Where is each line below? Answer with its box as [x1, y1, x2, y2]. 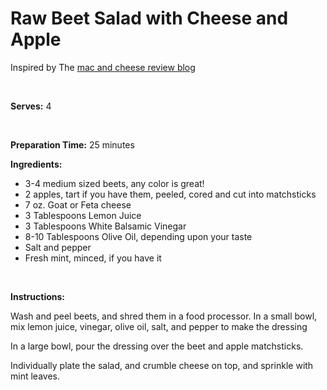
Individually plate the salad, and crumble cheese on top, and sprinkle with [10, 359, 314, 371]
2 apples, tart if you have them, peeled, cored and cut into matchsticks [24, 188, 317, 200]
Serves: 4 [10, 100, 52, 112]
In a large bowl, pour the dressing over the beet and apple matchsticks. [10, 340, 304, 352]
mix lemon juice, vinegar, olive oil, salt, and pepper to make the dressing [10, 320, 308, 332]
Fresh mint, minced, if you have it [24, 252, 162, 264]
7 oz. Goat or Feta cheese [24, 198, 132, 211]
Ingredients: [10, 158, 63, 170]
